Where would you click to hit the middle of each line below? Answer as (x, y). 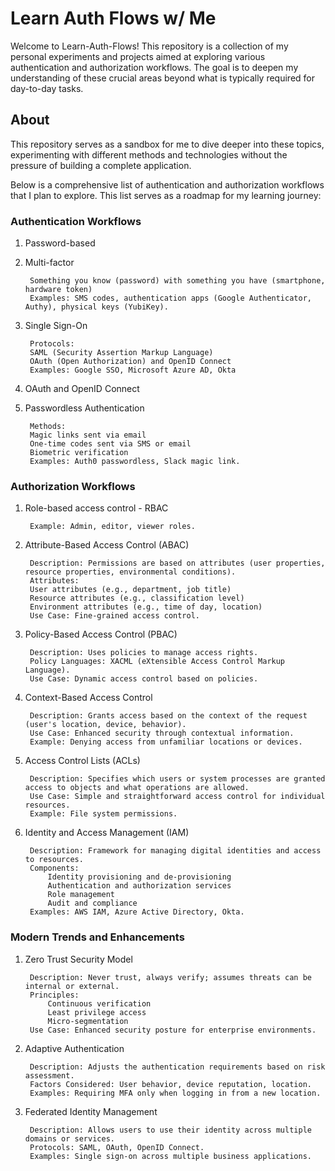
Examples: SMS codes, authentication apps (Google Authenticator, (170, 298)
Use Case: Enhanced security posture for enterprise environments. (173, 1030)
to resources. (54, 860)
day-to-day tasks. (47, 88)
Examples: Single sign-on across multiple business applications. (170, 1156)
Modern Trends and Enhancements (97, 937)
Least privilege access (97, 1012)
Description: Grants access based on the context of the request (168, 716)
